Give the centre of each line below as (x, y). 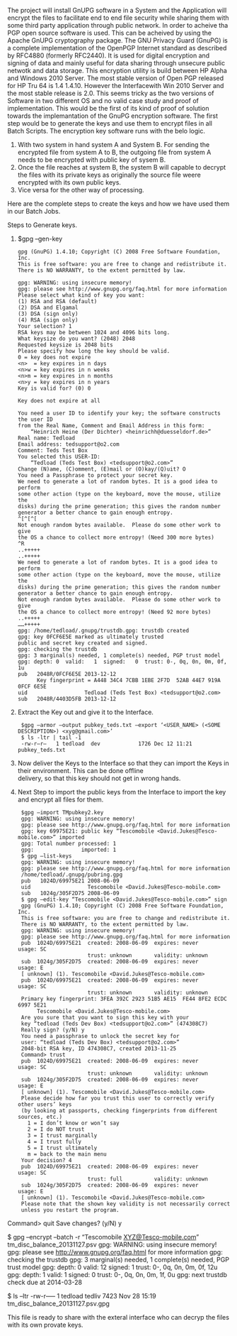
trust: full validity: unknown (148, 1179)
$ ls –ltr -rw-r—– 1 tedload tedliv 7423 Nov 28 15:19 (82, 1296)
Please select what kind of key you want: (81, 295)
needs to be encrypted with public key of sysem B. (92, 160)
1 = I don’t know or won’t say (73, 1123)
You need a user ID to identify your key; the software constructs (119, 413)
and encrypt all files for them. (60, 799)
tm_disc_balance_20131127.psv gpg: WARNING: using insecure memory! (112, 1244)
